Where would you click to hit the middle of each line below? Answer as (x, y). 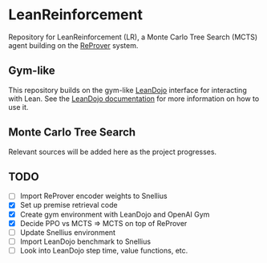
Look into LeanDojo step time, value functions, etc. (104, 250)
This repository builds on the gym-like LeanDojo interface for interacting (127, 90)
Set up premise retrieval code (69, 205)
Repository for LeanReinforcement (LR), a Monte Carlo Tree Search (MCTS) (133, 37)
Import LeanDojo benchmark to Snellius (85, 241)
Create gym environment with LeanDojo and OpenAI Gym (115, 214)
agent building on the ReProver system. (73, 45)
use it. (18, 107)
